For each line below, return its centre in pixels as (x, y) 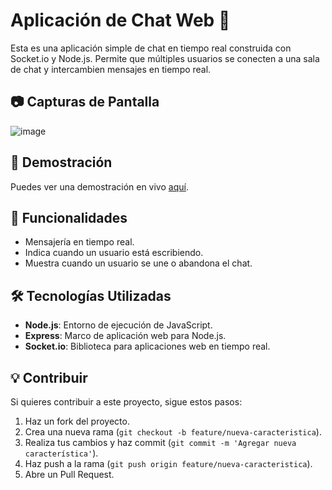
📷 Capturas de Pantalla (85, 102)
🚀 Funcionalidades (69, 217)
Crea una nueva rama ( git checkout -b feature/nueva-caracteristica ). (173, 432)
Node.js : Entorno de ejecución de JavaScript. (118, 325)
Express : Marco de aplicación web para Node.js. (125, 336)
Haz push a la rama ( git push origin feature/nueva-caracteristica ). (168, 463)
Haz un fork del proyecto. (77, 421)
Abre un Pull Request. (69, 474)
